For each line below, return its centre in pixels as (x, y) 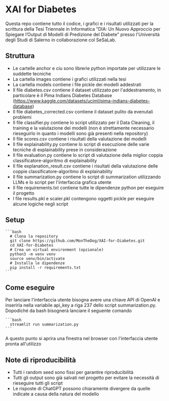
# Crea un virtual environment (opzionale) (57, 250)
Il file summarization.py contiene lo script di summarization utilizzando (87, 177)
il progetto (23, 193)
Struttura (20, 56)
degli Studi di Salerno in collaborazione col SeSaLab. (61, 40)
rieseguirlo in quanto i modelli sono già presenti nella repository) (80, 133)
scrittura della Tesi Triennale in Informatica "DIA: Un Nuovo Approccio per (83, 29)
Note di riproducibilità (41, 360)
